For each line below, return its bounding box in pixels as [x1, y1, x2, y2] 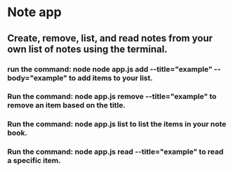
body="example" [7, 73, 68, 83]
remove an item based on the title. [7, 100, 126, 110]
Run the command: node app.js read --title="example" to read [7, 147, 224, 157]
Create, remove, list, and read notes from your [7, 32, 213, 44]
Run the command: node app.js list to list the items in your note [7, 119, 227, 129]
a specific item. [7, 156, 61, 166]
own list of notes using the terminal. [7, 43, 168, 55]
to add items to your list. [69, 73, 153, 83]
